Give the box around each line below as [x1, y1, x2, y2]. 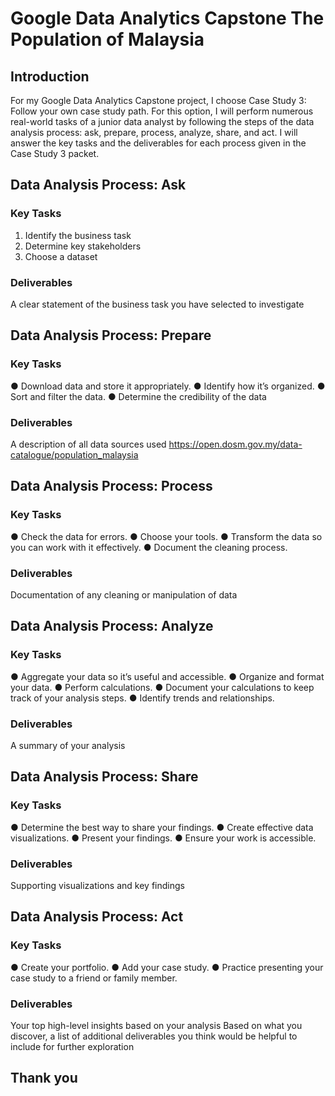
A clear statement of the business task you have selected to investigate [10, 298, 305, 310]
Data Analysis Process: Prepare [10, 327, 212, 344]
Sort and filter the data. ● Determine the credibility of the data [10, 390, 267, 402]
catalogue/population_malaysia [10, 448, 139, 461]
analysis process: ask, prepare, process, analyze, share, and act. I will [10, 127, 298, 138]
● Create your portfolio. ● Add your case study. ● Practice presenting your [10, 961, 324, 973]
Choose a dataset [24, 250, 98, 262]
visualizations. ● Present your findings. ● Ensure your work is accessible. [10, 832, 317, 844]
